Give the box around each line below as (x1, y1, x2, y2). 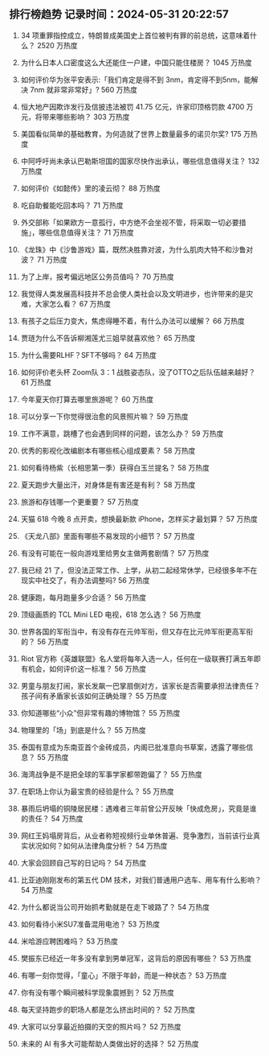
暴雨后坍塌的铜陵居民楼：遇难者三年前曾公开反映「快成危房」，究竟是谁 (20, 803, 257, 813)
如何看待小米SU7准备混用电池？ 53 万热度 (20, 919, 160, 929)
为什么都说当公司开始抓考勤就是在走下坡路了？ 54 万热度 (20, 902, 210, 911)
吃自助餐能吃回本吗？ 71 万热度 (20, 200, 124, 210)
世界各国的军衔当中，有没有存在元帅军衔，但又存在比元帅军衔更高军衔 (20, 627, 254, 636)
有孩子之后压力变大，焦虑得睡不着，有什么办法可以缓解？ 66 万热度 (20, 316, 246, 326)
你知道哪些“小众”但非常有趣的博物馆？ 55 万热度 (20, 708, 181, 717)
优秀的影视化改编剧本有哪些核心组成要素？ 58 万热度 (20, 446, 196, 455)
